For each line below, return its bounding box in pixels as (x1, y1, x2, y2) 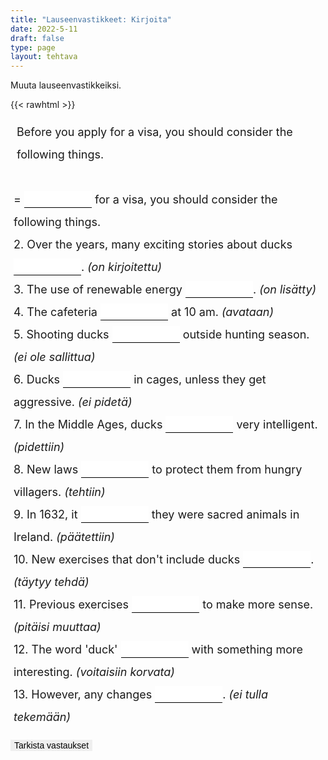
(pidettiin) (13, 440, 65, 455)
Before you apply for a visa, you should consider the (16, 125, 293, 140)
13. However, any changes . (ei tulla (13, 687, 268, 702)
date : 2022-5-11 (10, 24, 78, 34)
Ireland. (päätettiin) (13, 530, 115, 545)
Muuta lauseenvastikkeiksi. (10, 79, 122, 91)
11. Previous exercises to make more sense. (13, 597, 314, 612)
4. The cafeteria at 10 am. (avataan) (13, 305, 274, 320)
